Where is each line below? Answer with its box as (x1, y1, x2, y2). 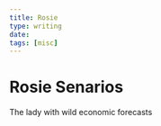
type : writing (9, 22, 63, 31)
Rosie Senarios (9, 77, 124, 97)
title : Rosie (9, 13, 58, 22)
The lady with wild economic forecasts (9, 107, 153, 118)
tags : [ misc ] (9, 38, 58, 48)
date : (9, 30, 30, 39)
